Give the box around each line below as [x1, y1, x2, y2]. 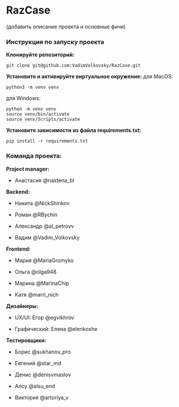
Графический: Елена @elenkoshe [14, 325, 98, 332]
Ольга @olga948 [14, 268, 57, 275]
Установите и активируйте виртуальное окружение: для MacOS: [6, 73, 174, 80]
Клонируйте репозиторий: [6, 51, 75, 58]
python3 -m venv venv [6, 84, 59, 90]
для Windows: [6, 95, 41, 102]
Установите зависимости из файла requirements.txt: [6, 127, 142, 134]
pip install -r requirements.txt [6, 138, 88, 145]
